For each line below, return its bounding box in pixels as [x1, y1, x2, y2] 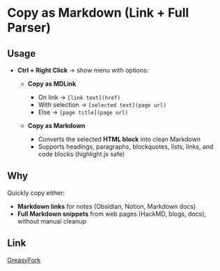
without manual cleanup [17, 217, 87, 225]
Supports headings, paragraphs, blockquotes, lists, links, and [38, 142, 214, 151]
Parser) [7, 20, 51, 36]
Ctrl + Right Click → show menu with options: [17, 66, 149, 74]
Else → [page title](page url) [38, 108, 129, 116]
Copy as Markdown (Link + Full [7, 5, 189, 21]
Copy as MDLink [27, 80, 77, 88]
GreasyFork [7, 256, 41, 264]
